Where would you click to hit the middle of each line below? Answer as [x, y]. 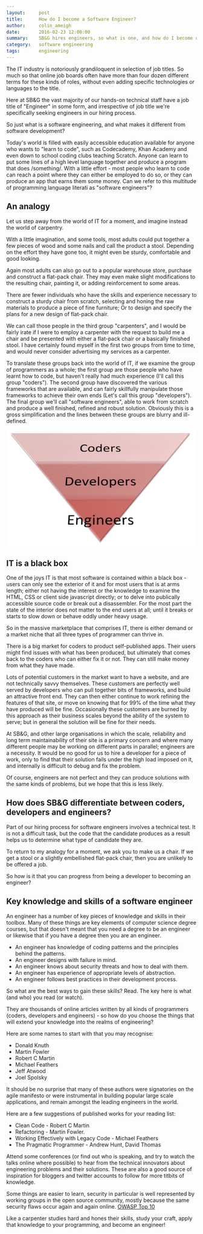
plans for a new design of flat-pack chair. [57, 314]
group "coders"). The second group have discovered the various [87, 382]
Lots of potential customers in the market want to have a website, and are [98, 677]
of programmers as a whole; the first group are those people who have [94, 369]
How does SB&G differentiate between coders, [96, 803]
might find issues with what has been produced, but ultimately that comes [98, 652]
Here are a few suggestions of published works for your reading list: [91, 1113]
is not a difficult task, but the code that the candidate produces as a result [98, 833]
